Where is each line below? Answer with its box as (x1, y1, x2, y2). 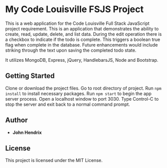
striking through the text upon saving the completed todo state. (5, 47, 137, 53)
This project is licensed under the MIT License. (5, 157, 103, 163)
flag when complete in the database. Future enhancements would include (5, 41, 158, 48)
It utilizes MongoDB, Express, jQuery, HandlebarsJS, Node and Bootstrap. (5, 57, 159, 63)
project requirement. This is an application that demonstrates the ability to (5, 25, 159, 31)
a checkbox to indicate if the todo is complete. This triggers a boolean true (5, 36, 160, 43)
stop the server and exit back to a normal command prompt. (5, 101, 130, 107)
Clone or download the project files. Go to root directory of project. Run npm (5, 85, 162, 91)
